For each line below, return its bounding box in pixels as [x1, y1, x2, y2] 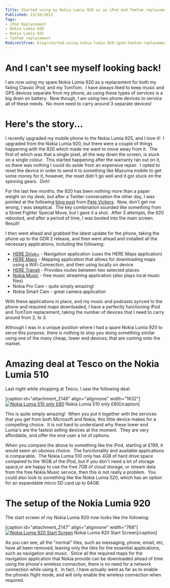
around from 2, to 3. [5, 314, 47, 320]
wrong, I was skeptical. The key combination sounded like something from [5, 204, 161, 210]
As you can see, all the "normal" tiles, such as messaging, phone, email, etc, [5, 539, 164, 545]
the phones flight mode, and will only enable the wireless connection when [5, 571, 161, 578]
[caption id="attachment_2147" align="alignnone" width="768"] [5, 524, 138, 530]
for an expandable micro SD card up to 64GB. [5, 480, 100, 486]
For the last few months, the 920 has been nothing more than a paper [5, 188, 150, 194]
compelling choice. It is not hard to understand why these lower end [5, 421, 148, 427]
